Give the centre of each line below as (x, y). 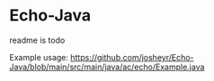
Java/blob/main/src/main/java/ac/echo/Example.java (107, 67)
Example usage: (39, 57)
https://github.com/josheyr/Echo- (133, 57)
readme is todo (37, 40)
